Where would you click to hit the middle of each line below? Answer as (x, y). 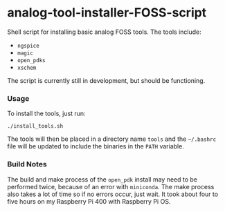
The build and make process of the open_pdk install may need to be (102, 179)
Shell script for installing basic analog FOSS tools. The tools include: (105, 32)
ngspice (28, 46)
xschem (27, 68)
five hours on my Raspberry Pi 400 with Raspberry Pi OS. (89, 201)
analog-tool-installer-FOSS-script (107, 13)
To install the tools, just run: (46, 114)
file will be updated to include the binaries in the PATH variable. (96, 146)
